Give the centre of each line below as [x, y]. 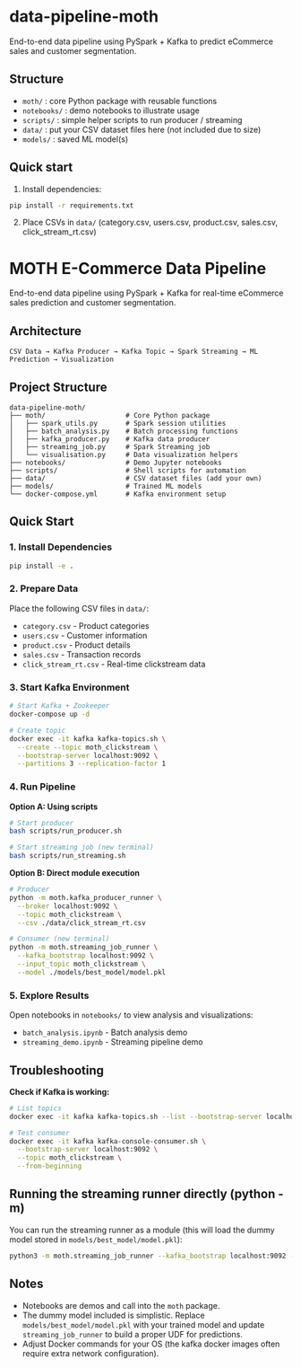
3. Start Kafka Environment [69, 687]
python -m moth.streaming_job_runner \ [84, 948]
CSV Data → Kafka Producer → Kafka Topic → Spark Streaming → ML [133, 352]
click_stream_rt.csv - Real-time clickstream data [114, 664]
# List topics [36, 1108]
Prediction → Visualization [62, 360]
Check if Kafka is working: [60, 1091]
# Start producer [42, 823]
